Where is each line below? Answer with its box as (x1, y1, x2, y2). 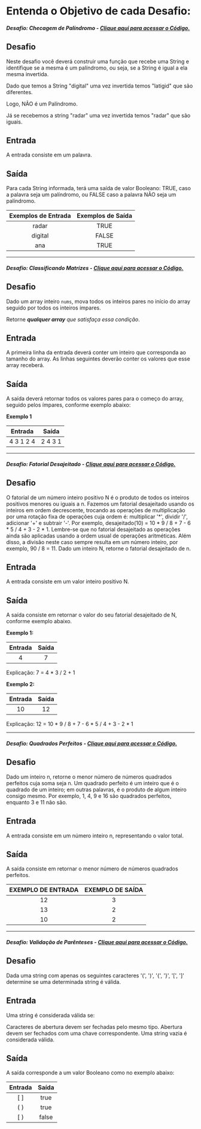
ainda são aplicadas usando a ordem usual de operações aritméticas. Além (6, 532, 191, 539)
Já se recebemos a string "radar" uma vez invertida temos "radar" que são (6, 112, 191, 119)
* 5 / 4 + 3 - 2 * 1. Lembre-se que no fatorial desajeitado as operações (6, 526, 181, 533)
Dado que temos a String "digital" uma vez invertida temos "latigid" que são (6, 82, 193, 89)
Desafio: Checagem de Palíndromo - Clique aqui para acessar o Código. (6, 24, 190, 31)
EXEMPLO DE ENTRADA (9, 886, 79, 894)
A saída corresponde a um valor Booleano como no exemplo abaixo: (6, 1069, 175, 1076)
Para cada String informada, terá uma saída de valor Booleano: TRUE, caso (6, 185, 191, 192)
